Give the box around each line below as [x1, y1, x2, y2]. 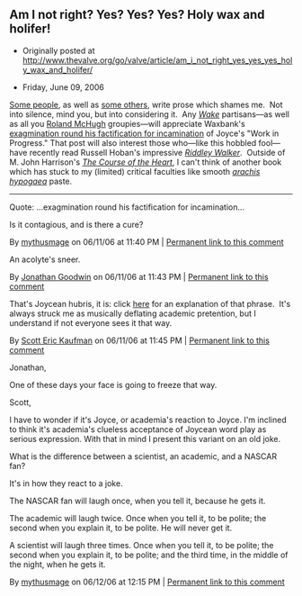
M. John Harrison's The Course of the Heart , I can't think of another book [9, 157, 282, 167]
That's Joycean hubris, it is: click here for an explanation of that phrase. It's [9, 298, 291, 309]
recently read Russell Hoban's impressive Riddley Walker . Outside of [29, 147, 286, 158]
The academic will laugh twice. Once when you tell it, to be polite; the [9, 512, 267, 523]
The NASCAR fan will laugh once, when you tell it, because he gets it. [9, 495, 266, 506]
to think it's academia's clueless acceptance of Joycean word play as [9, 423, 267, 435]
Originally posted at [22, 45, 95, 56]
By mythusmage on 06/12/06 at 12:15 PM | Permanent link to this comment [9, 576, 285, 587]
